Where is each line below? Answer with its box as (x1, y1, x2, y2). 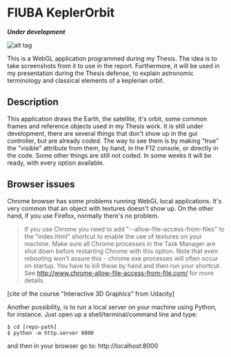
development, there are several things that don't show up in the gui (7, 129, 198, 137)
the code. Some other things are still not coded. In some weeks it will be (7, 151, 212, 159)
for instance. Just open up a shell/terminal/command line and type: (7, 310, 198, 318)
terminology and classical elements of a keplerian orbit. (7, 76, 165, 84)
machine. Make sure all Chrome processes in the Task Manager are (23, 239, 216, 247)
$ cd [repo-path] (7, 323, 57, 330)
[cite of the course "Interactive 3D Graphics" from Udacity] (7, 289, 174, 298)
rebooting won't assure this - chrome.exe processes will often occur (23, 254, 219, 263)
